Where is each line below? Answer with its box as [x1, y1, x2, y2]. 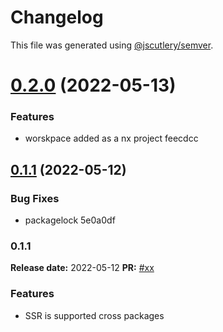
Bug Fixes [10, 191, 60, 205]
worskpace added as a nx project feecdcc [24, 132, 199, 145]
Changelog [10, 6, 104, 29]
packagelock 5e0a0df [24, 214, 116, 226]
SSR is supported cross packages [24, 309, 165, 321]
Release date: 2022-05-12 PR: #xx [10, 262, 155, 274]
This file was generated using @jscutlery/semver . [10, 39, 214, 51]
